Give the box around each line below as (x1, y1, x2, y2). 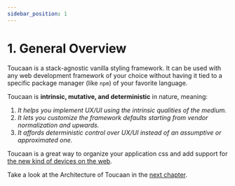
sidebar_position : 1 (7, 10, 68, 18)
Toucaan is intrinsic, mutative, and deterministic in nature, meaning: (7, 92, 208, 100)
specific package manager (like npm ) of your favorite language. (7, 79, 188, 87)
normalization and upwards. (17, 121, 100, 129)
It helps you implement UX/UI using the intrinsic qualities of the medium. (17, 106, 227, 114)
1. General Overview (7, 40, 127, 56)
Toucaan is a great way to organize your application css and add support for (7, 149, 228, 158)
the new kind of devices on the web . (7, 157, 112, 165)
